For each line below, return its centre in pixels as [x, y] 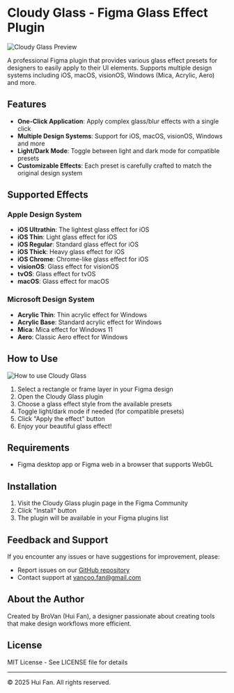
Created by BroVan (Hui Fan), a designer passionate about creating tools [111, 616]
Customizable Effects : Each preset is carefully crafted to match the [115, 166]
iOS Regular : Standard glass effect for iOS [78, 244]
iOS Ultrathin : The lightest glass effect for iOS [83, 230]
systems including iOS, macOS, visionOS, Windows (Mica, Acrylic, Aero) [111, 75]
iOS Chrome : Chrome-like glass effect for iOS [83, 260]
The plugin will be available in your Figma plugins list [93, 518]
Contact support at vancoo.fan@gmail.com [79, 577]
